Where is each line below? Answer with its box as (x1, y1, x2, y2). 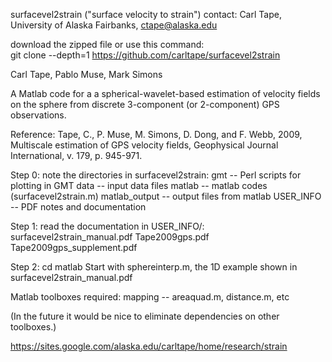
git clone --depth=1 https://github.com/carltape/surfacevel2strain (10, 49, 281, 61)
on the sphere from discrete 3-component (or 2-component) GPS (10, 99, 280, 110)
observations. (10, 109, 67, 121)
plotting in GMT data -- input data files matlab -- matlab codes (10, 180, 268, 191)
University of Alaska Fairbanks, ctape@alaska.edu (10, 19, 218, 31)
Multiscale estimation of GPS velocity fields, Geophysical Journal (10, 139, 279, 151)
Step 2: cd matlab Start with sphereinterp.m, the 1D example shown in (10, 261, 298, 273)
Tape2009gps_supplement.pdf (10, 242, 138, 253)
